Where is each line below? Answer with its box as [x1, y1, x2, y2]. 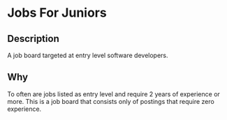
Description [7, 33, 59, 45]
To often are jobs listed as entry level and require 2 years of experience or [7, 89, 220, 98]
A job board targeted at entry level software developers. [7, 51, 169, 59]
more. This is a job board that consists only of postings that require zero [7, 97, 214, 105]
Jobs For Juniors [7, 5, 107, 21]
